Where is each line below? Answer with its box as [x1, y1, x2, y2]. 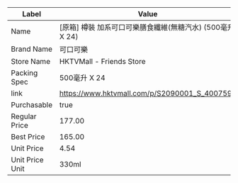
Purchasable [11, 100, 53, 109]
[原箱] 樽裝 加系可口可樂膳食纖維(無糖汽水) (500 [59, 23, 221, 32]
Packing [11, 68, 38, 77]
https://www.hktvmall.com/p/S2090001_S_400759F [59, 89, 237, 98]
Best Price [11, 132, 45, 141]
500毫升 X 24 [59, 73, 106, 82]
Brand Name [11, 44, 53, 54]
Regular [11, 111, 37, 121]
